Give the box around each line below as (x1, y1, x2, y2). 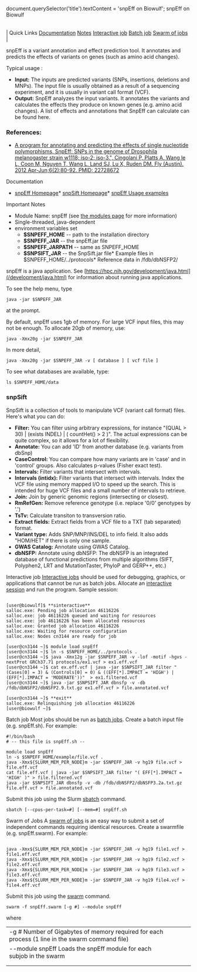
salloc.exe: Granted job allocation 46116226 (6, 623, 119, 629)
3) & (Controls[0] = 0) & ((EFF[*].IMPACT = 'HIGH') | (37, 669, 175, 675)
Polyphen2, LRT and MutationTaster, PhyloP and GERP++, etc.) (14, 562, 167, 569)
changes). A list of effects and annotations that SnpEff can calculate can (14, 107, 189, 114)
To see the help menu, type (6, 285, 72, 292)
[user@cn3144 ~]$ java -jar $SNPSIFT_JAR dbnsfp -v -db (6, 680, 145, 686)
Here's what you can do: (6, 412, 66, 420)
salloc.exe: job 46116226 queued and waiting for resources (6, 613, 157, 619)
